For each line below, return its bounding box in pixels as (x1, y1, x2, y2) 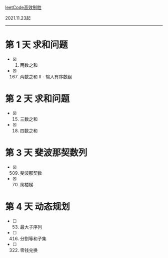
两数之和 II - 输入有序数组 (19, 73, 72, 79)
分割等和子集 (19, 235, 46, 241)
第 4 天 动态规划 (5, 201, 70, 212)
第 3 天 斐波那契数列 (5, 147, 87, 159)
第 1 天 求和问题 (5, 39, 68, 51)
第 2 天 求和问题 (5, 93, 70, 104)
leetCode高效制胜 (5, 5, 41, 10)
